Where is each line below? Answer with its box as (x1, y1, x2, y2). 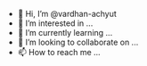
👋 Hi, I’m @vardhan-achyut (17, 9, 118, 19)
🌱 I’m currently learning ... (17, 28, 113, 37)
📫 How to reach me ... (17, 47, 101, 57)
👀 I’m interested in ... (17, 18, 94, 29)
